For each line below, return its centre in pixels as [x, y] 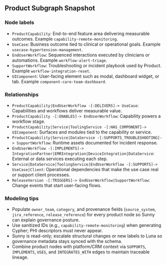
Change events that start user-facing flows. [57, 185]
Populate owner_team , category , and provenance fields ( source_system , [84, 209]
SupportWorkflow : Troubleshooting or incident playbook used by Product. [87, 65]
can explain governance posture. [46, 220]
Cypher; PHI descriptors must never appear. [57, 231]
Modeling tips [22, 198]
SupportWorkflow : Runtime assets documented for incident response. [87, 143]
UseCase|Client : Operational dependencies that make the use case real [85, 169]
